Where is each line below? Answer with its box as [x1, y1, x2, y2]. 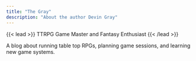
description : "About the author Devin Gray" [6, 14, 118, 20]
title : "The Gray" [6, 8, 52, 15]
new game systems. [6, 48, 55, 55]
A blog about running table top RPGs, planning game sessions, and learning [6, 42, 191, 49]
